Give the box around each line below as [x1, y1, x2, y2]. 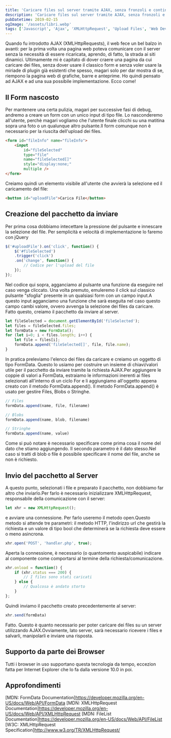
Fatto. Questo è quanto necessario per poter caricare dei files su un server [5, 622, 162, 628]
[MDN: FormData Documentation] [5, 695, 76, 701]
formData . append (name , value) [5, 431, 70, 436]
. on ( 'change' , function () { [14, 258, 74, 263]
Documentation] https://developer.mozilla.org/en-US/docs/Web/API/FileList [5, 716, 162, 722]
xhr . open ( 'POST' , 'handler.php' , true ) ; [5, 540, 93, 545]
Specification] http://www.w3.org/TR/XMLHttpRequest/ [5, 727, 121, 733]
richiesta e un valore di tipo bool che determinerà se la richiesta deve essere [5, 525, 166, 531]
